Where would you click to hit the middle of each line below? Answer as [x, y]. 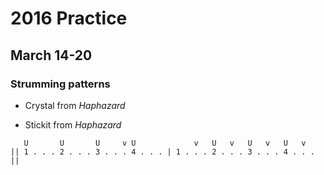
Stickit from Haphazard [73, 124]
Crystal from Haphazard [75, 105]
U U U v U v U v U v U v [165, 143]
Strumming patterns [60, 84]
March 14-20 [51, 55]
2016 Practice [69, 18]
